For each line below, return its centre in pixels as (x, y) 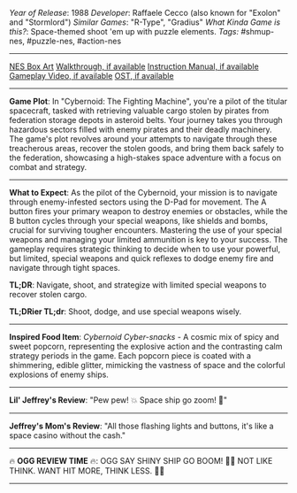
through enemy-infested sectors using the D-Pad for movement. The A (138, 202)
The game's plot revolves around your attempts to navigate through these (143, 139)
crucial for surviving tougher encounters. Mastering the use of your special (146, 230)
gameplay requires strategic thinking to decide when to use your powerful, (145, 249)
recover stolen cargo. (48, 294)
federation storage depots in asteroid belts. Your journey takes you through (146, 120)
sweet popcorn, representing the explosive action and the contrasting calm (146, 346)
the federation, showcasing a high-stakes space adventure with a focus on (145, 158)
